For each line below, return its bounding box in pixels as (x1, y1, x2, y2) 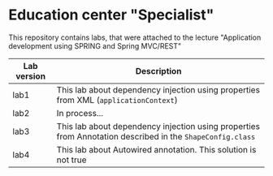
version (15, 71, 46, 82)
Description (135, 65, 182, 76)
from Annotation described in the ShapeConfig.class (56, 131, 256, 142)
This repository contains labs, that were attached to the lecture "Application (8, 32, 262, 42)
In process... (56, 107, 104, 118)
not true (56, 154, 87, 165)
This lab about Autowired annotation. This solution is (56, 144, 257, 155)
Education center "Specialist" (8, 6, 214, 24)
